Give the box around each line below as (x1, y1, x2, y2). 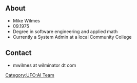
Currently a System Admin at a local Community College (12, 34, 132, 40)
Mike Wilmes (12, 17, 40, 23)
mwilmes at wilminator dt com (12, 62, 76, 68)
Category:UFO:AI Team (5, 72, 55, 78)
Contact (5, 48, 32, 58)
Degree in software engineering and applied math (12, 28, 118, 35)
